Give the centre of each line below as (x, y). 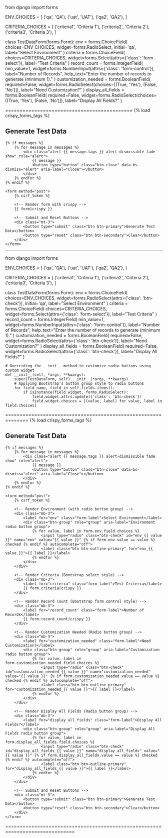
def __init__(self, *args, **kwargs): (45, 375)
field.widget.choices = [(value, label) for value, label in (97, 401)
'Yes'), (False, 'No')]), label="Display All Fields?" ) (71, 100)
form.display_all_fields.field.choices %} (50, 742)
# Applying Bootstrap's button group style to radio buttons (79, 383)
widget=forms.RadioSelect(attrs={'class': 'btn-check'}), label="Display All (81, 351)
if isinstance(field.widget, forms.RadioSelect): (76, 392)
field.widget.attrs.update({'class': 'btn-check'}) (87, 396)
